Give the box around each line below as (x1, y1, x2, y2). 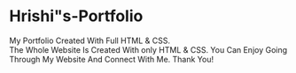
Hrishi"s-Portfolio (9, 6, 144, 26)
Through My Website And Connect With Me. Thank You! (9, 54, 214, 64)
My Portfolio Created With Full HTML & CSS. (9, 35, 171, 46)
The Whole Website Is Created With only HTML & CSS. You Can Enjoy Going (9, 44, 288, 55)
